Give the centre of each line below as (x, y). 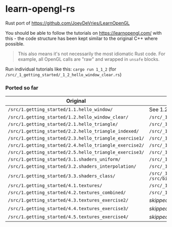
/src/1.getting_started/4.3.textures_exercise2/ (68, 200)
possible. (15, 43)
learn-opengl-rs (40, 9)
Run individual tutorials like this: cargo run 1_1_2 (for (61, 69)
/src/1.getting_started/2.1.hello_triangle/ (63, 124)
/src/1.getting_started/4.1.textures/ (55, 186)
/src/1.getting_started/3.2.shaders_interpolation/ (72, 166)
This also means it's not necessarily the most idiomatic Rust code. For (91, 54)
